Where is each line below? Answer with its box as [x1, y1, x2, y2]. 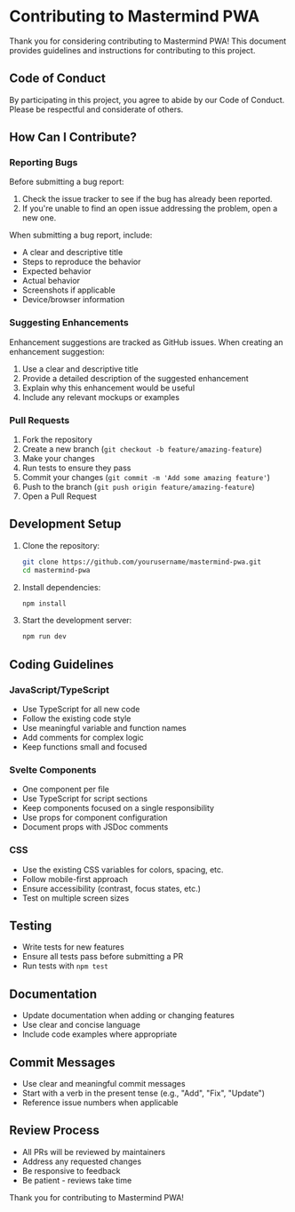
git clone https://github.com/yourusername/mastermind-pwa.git [21, 558, 262, 566]
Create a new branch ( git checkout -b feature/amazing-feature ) [21, 444, 262, 454]
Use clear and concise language [21, 1020, 140, 1031]
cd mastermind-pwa [21, 566, 91, 574]
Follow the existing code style [21, 713, 132, 724]
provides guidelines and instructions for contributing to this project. [9, 44, 256, 55]
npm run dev [21, 632, 67, 641]
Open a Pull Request [21, 491, 98, 502]
